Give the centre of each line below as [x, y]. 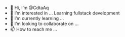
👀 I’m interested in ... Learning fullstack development [65, 13]
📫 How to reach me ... [33, 29]
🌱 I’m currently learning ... [37, 18]
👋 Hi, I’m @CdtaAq [29, 8]
